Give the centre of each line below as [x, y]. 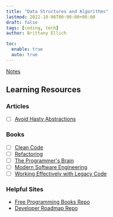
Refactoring [29, 154]
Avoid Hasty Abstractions [45, 119]
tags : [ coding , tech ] [32, 28]
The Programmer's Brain [44, 160]
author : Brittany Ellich [36, 33]
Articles [18, 106]
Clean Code [29, 147]
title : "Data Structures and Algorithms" [57, 11]
